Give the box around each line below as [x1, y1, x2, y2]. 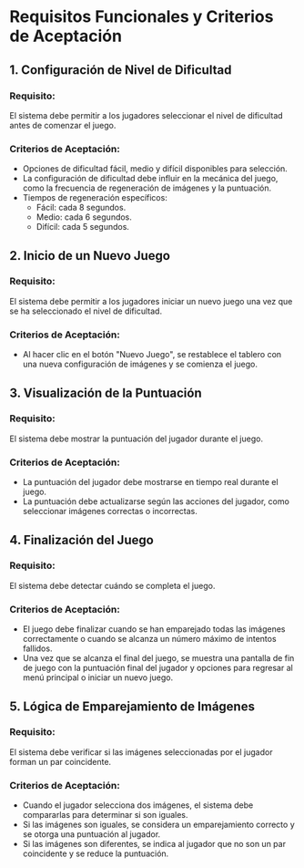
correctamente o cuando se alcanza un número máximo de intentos [22, 634, 277, 645]
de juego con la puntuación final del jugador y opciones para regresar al [22, 663, 293, 674]
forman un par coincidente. [9, 756, 112, 767]
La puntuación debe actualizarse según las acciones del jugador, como [22, 496, 289, 507]
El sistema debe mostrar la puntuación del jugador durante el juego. [9, 433, 264, 444]
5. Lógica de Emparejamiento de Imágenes [9, 698, 255, 714]
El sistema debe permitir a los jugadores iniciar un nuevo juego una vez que [9, 295, 293, 306]
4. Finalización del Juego [9, 532, 155, 548]
